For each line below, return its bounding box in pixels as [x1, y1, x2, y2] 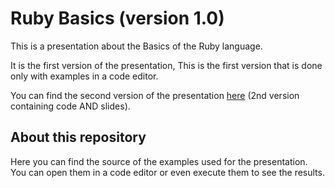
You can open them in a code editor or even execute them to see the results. [10, 166, 325, 178]
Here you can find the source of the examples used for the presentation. [10, 155, 308, 167]
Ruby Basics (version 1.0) [10, 7, 225, 30]
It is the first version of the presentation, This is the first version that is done [10, 59, 323, 71]
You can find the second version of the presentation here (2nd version [10, 89, 300, 101]
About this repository [10, 129, 147, 146]
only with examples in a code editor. [10, 70, 159, 82]
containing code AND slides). [10, 100, 131, 112]
